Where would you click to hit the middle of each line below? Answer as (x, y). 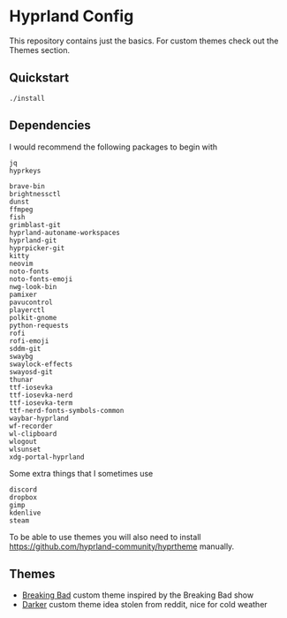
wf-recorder (31, 426)
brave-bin (27, 186)
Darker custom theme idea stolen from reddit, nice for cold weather (144, 605)
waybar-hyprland (39, 418)
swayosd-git (31, 372)
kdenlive (25, 513)
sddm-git (25, 348)
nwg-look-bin (33, 286)
